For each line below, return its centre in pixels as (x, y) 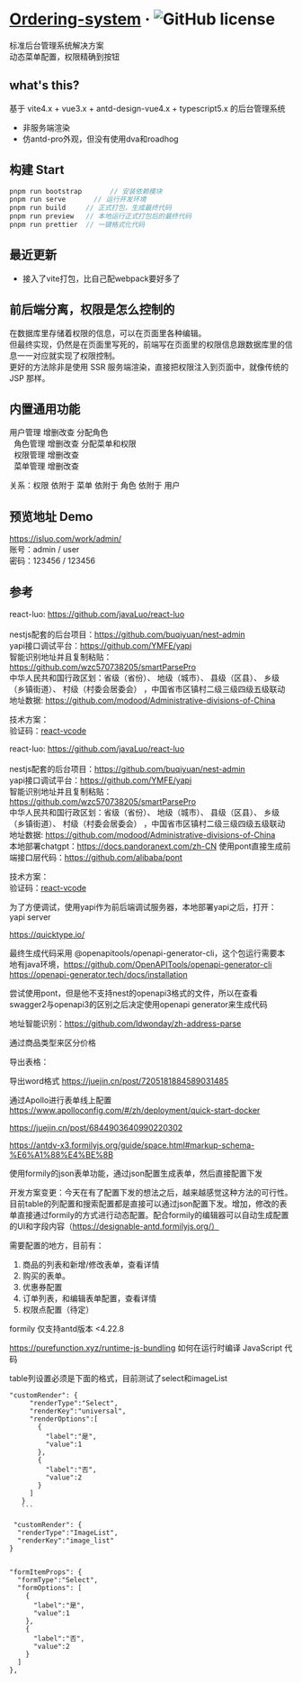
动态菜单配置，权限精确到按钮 (64, 56)
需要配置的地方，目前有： (57, 1245)
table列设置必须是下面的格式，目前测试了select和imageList (118, 1378)
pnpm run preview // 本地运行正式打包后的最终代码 (100, 216)
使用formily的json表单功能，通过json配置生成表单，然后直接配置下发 (136, 1173)
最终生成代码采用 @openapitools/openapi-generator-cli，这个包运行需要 (143, 953)
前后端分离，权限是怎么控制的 (92, 309)
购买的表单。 (46, 1276)
